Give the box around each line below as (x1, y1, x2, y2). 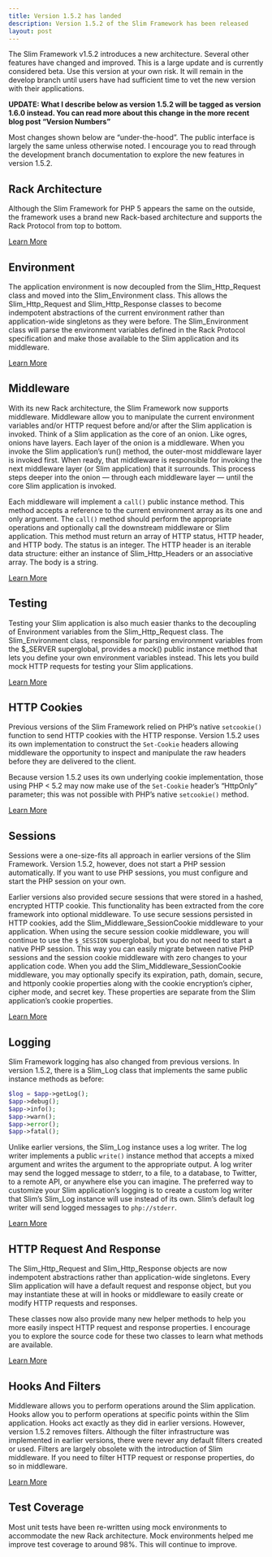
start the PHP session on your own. (8, 876, 127, 886)
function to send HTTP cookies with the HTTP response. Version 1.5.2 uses (8, 731, 260, 741)
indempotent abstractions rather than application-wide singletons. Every (8, 1272, 251, 1282)
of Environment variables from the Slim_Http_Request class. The (8, 627, 224, 637)
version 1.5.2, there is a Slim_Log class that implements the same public (8, 1066, 248, 1076)
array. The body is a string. (8, 557, 99, 567)
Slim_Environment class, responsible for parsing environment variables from (8, 635, 264, 645)
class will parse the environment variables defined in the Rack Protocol (8, 325, 246, 334)
